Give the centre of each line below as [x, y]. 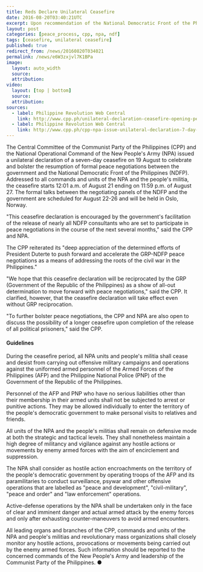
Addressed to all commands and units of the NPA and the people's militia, [98, 179]
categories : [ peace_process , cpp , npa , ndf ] [63, 34]
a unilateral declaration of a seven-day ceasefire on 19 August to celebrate [99, 160]
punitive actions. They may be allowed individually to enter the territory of [98, 406]
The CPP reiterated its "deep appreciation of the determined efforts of [93, 248]
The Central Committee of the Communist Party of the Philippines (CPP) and [101, 147]
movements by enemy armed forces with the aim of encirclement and [93, 450]
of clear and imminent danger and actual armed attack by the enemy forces [100, 512]
